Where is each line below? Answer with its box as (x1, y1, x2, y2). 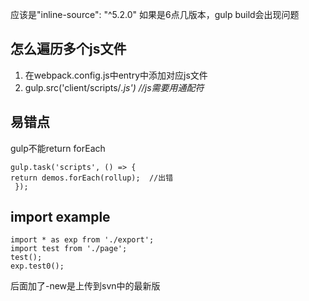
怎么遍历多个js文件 (10, 41, 127, 58)
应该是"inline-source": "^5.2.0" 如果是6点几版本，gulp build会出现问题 (10, 9, 300, 20)
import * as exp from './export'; (10, 235, 155, 245)
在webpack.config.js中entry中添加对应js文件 (24, 69, 208, 81)
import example (10, 209, 111, 226)
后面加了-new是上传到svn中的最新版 (10, 280, 161, 292)
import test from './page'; (10, 244, 128, 254)
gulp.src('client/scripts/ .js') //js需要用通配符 (24, 81, 205, 93)
